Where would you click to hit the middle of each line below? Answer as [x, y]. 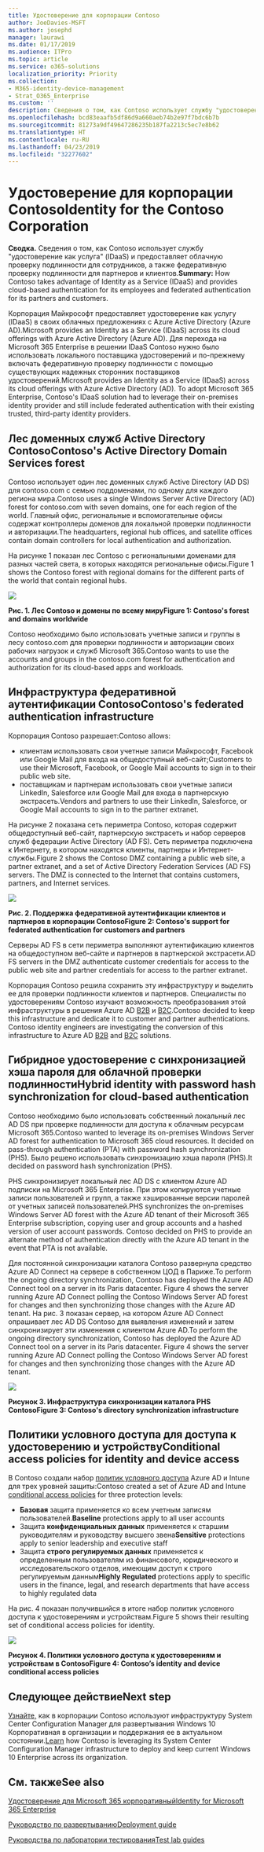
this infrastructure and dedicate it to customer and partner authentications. [129, 1018]
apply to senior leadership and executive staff [93, 1543]
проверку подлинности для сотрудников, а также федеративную [117, 265]
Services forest [46, 463]
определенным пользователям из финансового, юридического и [129, 1560]
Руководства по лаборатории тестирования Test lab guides [106, 1840]
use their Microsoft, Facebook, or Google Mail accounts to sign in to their [137, 768]
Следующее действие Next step [90, 1697]
